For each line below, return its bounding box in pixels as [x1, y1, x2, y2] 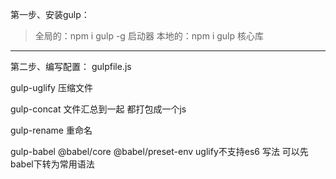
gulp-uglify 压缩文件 [10, 82, 93, 93]
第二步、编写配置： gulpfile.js [10, 61, 132, 72]
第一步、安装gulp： [10, 9, 90, 20]
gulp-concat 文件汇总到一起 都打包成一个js [10, 103, 187, 115]
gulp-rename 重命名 [10, 124, 93, 136]
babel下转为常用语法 [10, 158, 95, 170]
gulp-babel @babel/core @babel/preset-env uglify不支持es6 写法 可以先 [10, 146, 309, 157]
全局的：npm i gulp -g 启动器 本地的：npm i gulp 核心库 [34, 30, 264, 42]
